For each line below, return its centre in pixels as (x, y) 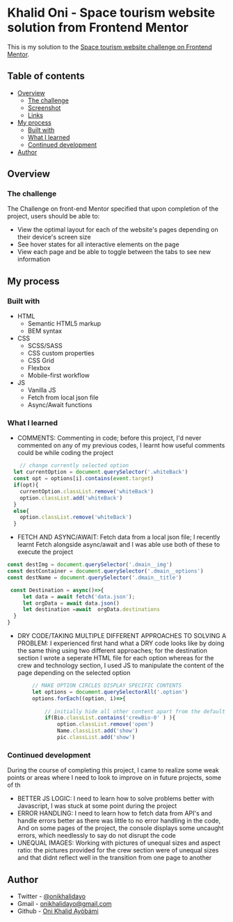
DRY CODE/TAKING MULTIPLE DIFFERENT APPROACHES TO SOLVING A (122, 636)
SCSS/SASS (45, 346)
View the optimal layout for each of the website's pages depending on (118, 230)
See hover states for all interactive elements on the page (98, 244)
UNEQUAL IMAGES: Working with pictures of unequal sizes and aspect (119, 843)
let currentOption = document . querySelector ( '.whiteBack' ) (101, 472)
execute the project (45, 552)
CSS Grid (41, 360)
